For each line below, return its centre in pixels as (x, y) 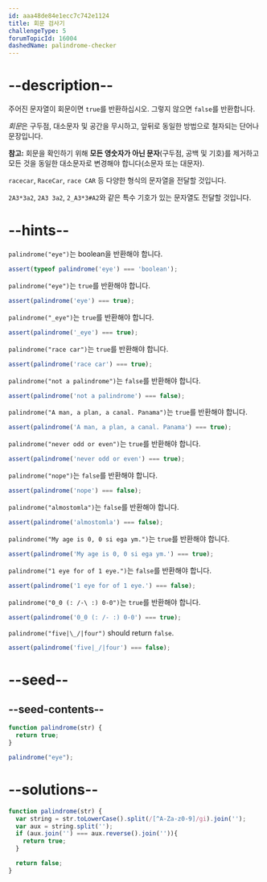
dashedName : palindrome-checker (62, 46)
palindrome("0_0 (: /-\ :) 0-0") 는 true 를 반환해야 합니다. (105, 602)
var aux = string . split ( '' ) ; (64, 826)
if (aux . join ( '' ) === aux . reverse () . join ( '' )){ (97, 834)
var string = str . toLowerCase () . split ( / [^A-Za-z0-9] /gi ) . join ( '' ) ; (131, 818)
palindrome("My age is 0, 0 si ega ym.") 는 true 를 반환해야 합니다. (119, 538)
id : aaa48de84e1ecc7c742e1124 (59, 16)
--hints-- (39, 231)
